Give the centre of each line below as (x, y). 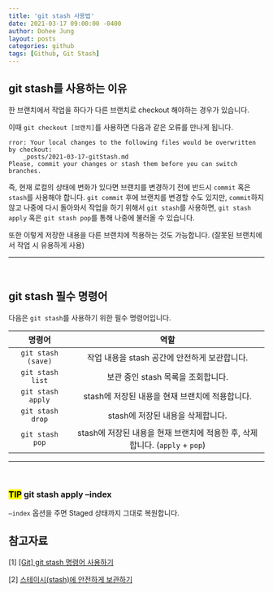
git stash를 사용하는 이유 (68, 89)
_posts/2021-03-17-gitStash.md (76, 157)
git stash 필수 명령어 (58, 296)
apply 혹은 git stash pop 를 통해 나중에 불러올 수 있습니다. (102, 217)
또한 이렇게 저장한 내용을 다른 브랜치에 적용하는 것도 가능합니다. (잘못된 (121, 235)
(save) (40, 361)
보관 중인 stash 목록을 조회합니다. (168, 377)
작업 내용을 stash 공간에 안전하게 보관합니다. (167, 357)
